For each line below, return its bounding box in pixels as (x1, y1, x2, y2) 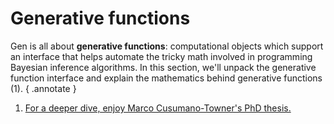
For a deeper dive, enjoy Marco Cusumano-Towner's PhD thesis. (24, 102, 292, 114)
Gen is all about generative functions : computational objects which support (10, 40, 324, 52)
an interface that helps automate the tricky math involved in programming (10, 50, 313, 62)
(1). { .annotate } (10, 82, 77, 94)
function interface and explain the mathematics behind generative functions (10, 72, 323, 84)
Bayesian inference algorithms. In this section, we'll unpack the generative (10, 61, 317, 73)
